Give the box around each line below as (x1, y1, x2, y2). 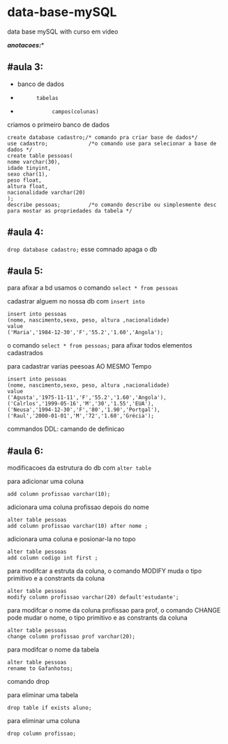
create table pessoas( (7, 152, 73, 159)
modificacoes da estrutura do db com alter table (7, 464, 152, 472)
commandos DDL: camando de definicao (7, 424, 125, 434)
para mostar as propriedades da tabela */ (7, 207, 132, 214)
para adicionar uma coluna (7, 477, 84, 486)
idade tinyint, (7, 164, 52, 171)
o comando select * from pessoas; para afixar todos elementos (7, 341, 193, 350)
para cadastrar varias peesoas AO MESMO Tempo (7, 362, 152, 371)
